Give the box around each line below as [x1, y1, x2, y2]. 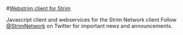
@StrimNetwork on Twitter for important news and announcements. [6, 23, 173, 29]
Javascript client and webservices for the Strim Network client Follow [6, 16, 177, 23]
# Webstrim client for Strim [6, 5, 71, 12]
